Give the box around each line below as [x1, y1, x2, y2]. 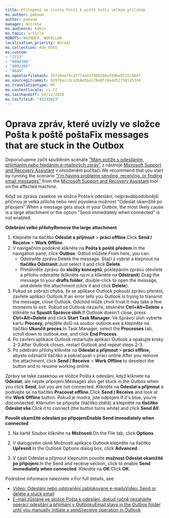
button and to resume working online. [12, 363, 91, 369]
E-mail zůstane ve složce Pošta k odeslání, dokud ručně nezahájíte [12, 496, 151, 502]
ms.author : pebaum [5, 12, 44, 17]
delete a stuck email [12, 491, 54, 497]
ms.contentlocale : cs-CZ [5, 87, 58, 92]
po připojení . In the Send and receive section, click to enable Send [12, 460, 150, 466]
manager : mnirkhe [5, 21, 42, 27]
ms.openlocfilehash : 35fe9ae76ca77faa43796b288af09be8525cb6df [5, 73, 141, 78]
